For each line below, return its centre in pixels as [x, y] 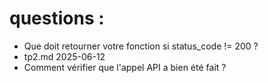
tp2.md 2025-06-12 [64, 56]
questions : [57, 18]
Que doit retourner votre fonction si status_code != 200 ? [141, 46]
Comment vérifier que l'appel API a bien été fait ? [125, 67]
